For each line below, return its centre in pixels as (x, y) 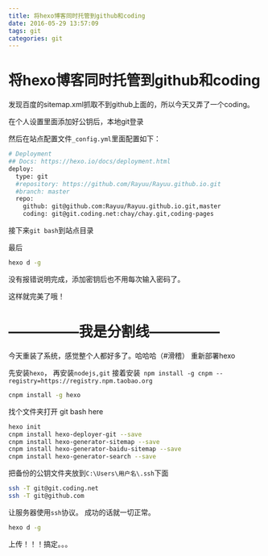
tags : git (25, 31)
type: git (32, 176)
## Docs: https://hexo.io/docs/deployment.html (90, 162)
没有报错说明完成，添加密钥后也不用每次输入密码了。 (97, 279)
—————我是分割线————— (114, 332)
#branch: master (43, 191)
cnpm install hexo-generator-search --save (82, 457)
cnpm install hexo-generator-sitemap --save (84, 442)
